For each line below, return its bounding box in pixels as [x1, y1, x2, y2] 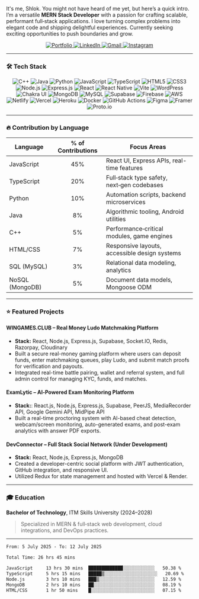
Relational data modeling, [105, 258, 176, 267]
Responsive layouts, [105, 241, 162, 249]
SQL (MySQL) [9, 262, 48, 270]
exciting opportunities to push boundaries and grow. [6, 30, 134, 37]
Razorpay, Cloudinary [14, 344, 68, 351]
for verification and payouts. [14, 363, 84, 370]
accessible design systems [105, 249, 182, 257]
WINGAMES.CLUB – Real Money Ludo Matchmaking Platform [6, 324, 159, 331]
